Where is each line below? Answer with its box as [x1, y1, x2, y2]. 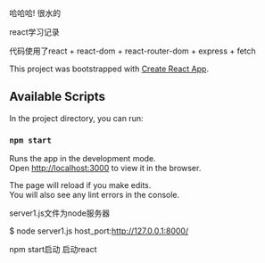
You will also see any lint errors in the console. [9, 190, 180, 201]
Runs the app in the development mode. [9, 153, 156, 164]
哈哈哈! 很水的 [9, 8, 61, 18]
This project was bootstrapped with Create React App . [9, 63, 210, 74]
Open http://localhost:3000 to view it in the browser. [9, 163, 202, 174]
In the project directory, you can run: [9, 112, 144, 123]
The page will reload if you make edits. [9, 180, 152, 191]
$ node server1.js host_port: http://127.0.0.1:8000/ [9, 226, 189, 236]
